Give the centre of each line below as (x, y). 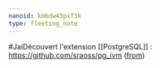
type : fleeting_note (43, 23)
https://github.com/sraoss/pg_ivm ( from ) (77, 55)
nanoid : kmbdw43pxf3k (45, 16)
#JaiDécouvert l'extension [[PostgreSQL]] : (80, 46)
